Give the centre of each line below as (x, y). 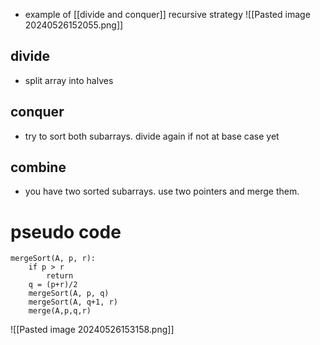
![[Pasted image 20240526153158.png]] (92, 330)
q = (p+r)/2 (53, 285)
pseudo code (66, 231)
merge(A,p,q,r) (60, 311)
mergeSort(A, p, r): (53, 259)
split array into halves (69, 80)
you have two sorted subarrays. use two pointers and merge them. (162, 191)
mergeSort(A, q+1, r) (73, 302)
